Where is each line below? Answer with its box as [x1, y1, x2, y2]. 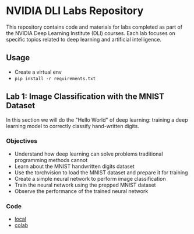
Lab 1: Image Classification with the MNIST [6, 92, 164, 102]
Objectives [6, 137, 38, 145]
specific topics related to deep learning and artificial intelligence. [6, 36, 162, 43]
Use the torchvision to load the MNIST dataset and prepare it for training [14, 168, 188, 176]
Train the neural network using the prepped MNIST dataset [14, 181, 156, 188]
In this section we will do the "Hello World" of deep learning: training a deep [6, 116, 188, 123]
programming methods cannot [14, 156, 88, 163]
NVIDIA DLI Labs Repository [6, 4, 144, 18]
